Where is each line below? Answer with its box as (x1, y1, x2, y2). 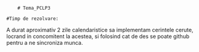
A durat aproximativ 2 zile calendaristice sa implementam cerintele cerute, (6, 27, 194, 33)
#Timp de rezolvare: (6, 16, 59, 22)
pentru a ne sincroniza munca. (6, 39, 83, 46)
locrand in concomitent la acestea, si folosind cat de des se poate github (6, 33, 190, 40)
